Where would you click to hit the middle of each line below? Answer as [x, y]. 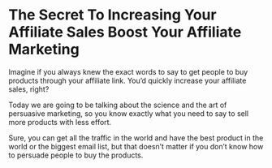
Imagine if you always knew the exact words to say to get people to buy [128, 71]
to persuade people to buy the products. [76, 155]
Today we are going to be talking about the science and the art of [118, 105]
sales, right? [29, 89]
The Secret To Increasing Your [112, 15]
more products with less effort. [60, 122]
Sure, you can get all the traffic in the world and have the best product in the [136, 138]
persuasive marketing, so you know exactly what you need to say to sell [129, 113]
